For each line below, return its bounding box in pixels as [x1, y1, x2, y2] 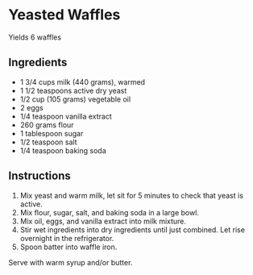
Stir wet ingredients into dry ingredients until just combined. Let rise [19, 224, 246, 235]
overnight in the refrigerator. [19, 233, 114, 243]
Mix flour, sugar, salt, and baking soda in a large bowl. [19, 207, 200, 217]
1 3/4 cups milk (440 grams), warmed [19, 77, 146, 86]
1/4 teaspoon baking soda [19, 145, 106, 155]
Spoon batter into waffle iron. [19, 242, 118, 252]
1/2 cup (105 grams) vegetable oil [19, 94, 131, 104]
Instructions [8, 169, 71, 183]
